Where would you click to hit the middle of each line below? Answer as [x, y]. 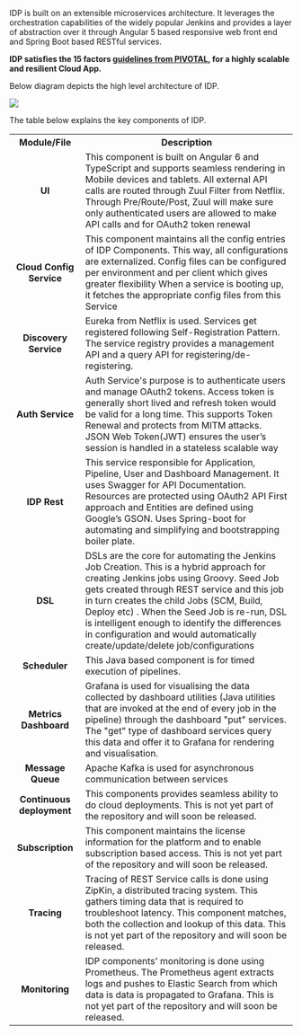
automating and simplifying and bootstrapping [182, 530]
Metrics [45, 714]
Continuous [45, 799]
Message [45, 768]
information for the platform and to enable [173, 842]
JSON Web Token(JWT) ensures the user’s [176, 437]
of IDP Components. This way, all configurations [187, 250]
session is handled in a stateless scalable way [182, 448]
